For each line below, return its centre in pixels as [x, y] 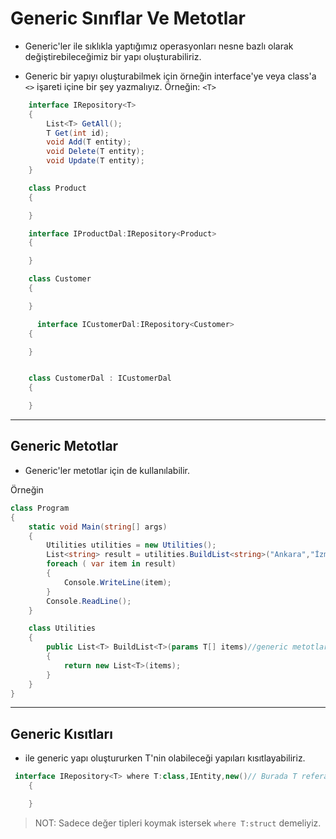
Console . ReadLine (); [89, 601]
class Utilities [62, 628]
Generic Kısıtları [61, 733]
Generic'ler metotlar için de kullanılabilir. [107, 470]
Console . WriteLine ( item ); [117, 582]
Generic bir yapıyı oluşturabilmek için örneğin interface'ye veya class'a [170, 76]
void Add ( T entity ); [89, 142]
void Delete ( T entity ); [95, 152]
